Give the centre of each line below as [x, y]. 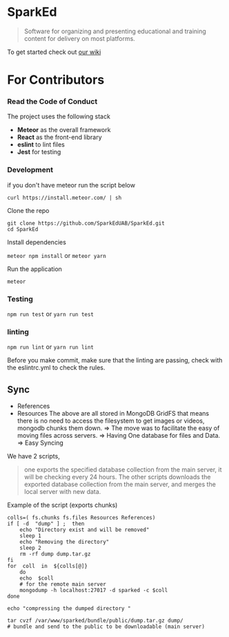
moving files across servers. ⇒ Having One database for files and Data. [119, 436]
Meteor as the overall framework [64, 130]
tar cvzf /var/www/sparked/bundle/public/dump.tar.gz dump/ [96, 621]
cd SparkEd [23, 229]
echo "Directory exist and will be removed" [84, 530]
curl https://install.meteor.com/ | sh [64, 198]
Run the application [34, 269]
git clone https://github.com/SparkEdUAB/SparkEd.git [86, 223]
